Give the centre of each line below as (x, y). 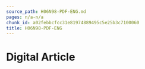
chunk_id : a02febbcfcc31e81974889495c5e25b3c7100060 (73, 22)
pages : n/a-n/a (25, 17)
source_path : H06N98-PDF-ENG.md (46, 11)
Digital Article (41, 57)
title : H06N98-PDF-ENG (34, 28)
